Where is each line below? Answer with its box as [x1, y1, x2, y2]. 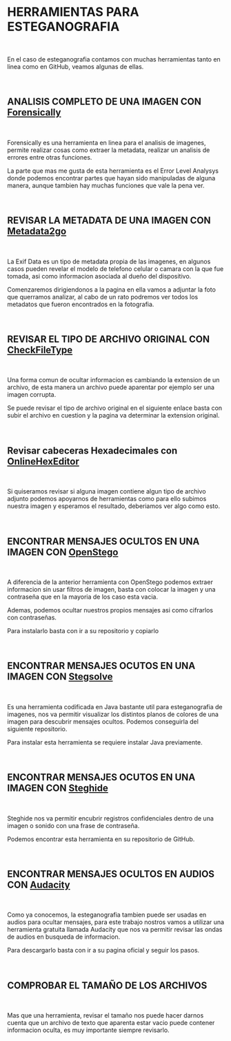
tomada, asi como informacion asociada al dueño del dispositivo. [7, 272, 192, 280]
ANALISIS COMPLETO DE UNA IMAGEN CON [7, 96, 201, 108]
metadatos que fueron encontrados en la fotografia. [7, 300, 154, 308]
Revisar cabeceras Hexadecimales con [7, 444, 178, 456]
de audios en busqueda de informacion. [7, 932, 121, 941]
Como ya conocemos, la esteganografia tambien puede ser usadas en [7, 910, 207, 919]
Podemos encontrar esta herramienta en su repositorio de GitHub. [7, 834, 195, 843]
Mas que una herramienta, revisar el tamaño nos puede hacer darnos [7, 1011, 204, 1020]
